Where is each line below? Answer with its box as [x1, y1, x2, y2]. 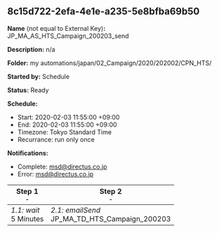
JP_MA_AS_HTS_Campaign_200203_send [7, 31, 129, 40]
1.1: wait [11, 205, 40, 215]
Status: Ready [7, 85, 49, 94]
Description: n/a [7, 45, 55, 53]
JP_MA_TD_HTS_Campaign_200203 [50, 213, 171, 223]
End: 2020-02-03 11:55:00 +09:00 [17, 120, 117, 129]
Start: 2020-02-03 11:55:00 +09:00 [17, 113, 120, 121]
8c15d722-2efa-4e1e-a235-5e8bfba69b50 [7, 6, 200, 17]
